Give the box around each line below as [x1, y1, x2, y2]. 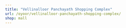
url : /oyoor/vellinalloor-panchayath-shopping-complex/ [5, 11, 121, 16]
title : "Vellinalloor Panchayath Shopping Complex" [5, 7, 112, 12]
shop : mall [5, 16, 27, 20]
